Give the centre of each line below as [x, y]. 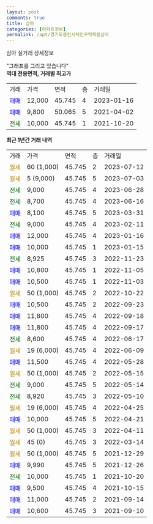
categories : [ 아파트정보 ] [36, 29]
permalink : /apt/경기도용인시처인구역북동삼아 [58, 35]
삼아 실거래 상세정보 [30, 53]
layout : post [23, 12]
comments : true [26, 18]
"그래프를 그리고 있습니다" [38, 66]
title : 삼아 [21, 23]
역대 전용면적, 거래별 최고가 [39, 73]
